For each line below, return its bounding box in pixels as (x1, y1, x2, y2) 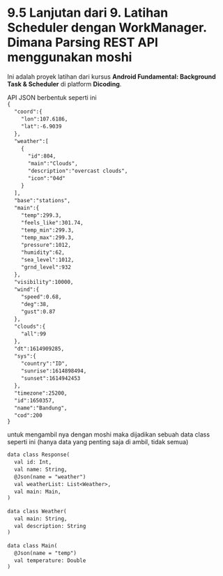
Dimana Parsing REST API (7, 35, 159, 50)
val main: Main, (13, 488, 61, 495)
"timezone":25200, (13, 389, 68, 397)
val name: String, (13, 466, 68, 473)
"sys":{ (13, 352, 36, 360)
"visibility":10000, (13, 278, 74, 285)
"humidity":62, (20, 249, 65, 256)
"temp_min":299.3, (20, 227, 75, 234)
